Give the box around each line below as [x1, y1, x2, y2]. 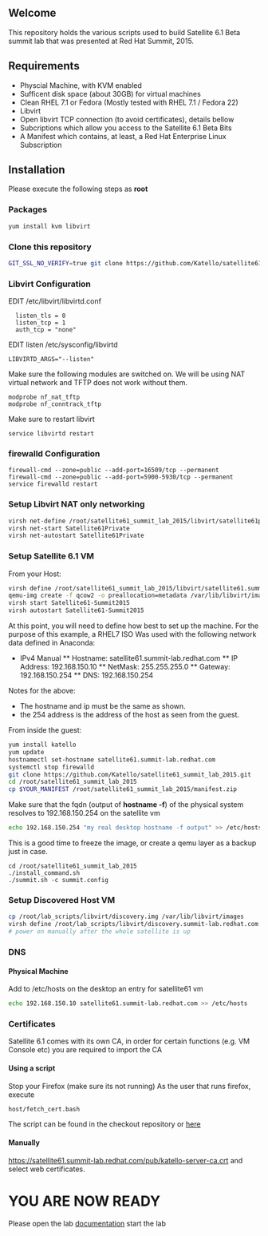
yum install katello [8, 741, 77, 749]
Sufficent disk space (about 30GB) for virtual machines [19, 89, 201, 98]
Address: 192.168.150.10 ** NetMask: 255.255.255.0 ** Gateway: [19, 662, 231, 672]
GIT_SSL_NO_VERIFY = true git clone [8, 259, 124, 267]
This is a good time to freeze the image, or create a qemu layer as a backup [8, 838, 257, 848]
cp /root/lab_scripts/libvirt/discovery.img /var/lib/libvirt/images [8, 912, 245, 921]
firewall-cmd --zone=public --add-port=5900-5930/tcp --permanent [8, 473, 234, 482]
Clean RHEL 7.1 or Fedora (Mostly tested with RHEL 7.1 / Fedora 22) [19, 97, 239, 107]
